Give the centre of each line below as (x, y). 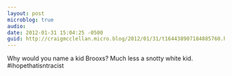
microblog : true (30, 20)
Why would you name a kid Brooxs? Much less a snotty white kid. (100, 58)
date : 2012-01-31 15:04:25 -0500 (55, 33)
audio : (17, 26)
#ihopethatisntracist (36, 66)
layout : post (26, 13)
